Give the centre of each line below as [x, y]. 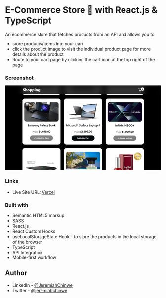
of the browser [27, 242]
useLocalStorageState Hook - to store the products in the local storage [84, 236]
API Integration [27, 252]
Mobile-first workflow [34, 257]
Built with [17, 205]
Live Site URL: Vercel [34, 192]
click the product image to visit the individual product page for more [81, 49]
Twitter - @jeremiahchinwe [40, 290]
